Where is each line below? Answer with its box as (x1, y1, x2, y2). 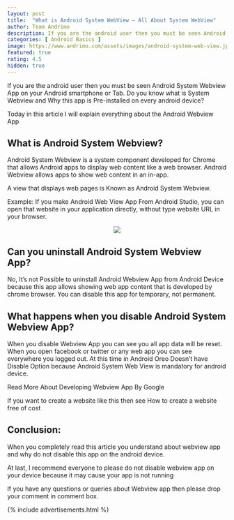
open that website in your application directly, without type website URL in (7, 205, 221, 214)
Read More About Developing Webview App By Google (7, 383, 165, 392)
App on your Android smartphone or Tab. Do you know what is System (7, 89, 210, 97)
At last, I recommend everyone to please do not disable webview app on (7, 463, 214, 472)
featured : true (7, 50, 52, 57)
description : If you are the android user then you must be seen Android (7, 29, 226, 37)
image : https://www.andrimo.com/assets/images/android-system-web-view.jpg (7, 43, 232, 50)
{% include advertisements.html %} (7, 505, 109, 514)
